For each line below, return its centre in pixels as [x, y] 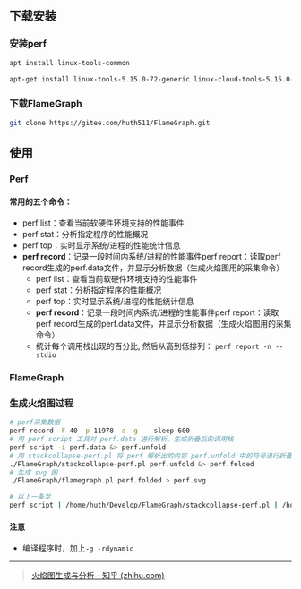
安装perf [28, 44]
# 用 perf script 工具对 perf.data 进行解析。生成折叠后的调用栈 [122, 440]
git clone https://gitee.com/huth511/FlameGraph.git [110, 123]
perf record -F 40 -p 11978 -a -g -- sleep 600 [100, 431]
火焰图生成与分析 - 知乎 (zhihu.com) [98, 576]
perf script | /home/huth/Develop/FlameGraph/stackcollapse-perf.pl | [144, 505]
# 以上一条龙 [30, 497]
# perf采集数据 [35, 423]
